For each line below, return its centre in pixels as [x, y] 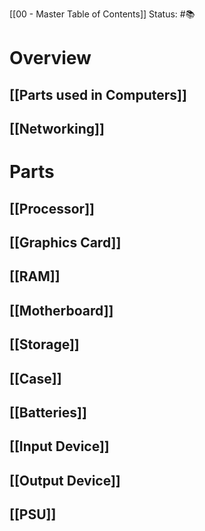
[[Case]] [35, 378]
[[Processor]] [52, 208]
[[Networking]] [57, 128]
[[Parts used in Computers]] [98, 94]
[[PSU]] [33, 514]
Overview [50, 58]
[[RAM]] [35, 276]
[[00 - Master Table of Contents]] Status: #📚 [102, 14]
